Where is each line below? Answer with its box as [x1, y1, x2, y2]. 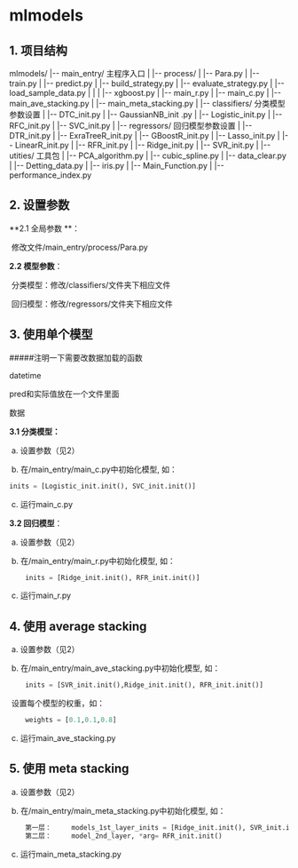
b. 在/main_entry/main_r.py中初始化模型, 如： [11, 555, 176, 566]
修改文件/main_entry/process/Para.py [11, 242, 148, 252]
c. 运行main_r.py [11, 590, 72, 601]
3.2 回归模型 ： [9, 517, 63, 529]
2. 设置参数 [9, 197, 70, 213]
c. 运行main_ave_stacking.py [11, 732, 116, 743]
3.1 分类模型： [9, 426, 60, 436]
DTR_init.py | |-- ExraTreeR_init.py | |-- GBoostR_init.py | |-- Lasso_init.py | [9, 131, 281, 140]
